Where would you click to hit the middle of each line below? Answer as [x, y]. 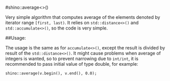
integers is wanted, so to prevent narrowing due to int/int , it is [72, 59]
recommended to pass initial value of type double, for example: [72, 64]
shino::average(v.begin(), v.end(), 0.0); [51, 73]
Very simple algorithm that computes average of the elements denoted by [83, 17]
